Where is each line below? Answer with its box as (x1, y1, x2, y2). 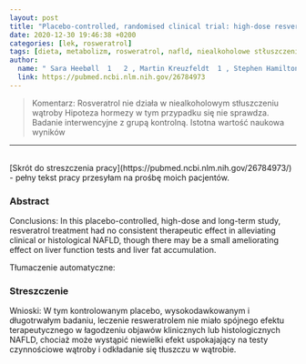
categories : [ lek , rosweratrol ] (9, 38, 132, 48)
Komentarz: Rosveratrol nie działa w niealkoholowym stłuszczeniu (31, 97, 280, 108)
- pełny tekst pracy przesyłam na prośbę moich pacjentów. (9, 172, 229, 183)
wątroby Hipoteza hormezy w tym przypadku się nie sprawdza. (31, 106, 270, 118)
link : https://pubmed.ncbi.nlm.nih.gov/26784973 (17, 73, 206, 82)
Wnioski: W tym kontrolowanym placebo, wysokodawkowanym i (9, 306, 250, 317)
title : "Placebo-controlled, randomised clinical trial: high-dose (9, 22, 271, 31)
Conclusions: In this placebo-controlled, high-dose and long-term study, (9, 216, 281, 227)
